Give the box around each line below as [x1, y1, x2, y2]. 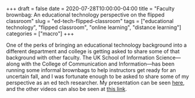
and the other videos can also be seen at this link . [6, 86, 127, 92]
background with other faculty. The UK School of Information [6, 54, 155, 61]
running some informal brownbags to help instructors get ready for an [6, 67, 176, 73]
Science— [155, 54, 181, 61]
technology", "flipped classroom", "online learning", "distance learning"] [6, 24, 181, 31]
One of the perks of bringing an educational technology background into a [6, 41, 187, 48]
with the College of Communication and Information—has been [21, 60, 175, 67]
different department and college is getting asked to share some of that [6, 48, 180, 55]
